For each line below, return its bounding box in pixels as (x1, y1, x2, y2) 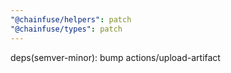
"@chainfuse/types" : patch (10, 24, 123, 34)
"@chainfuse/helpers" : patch (10, 14, 132, 25)
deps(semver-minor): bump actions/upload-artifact (10, 51, 221, 63)
